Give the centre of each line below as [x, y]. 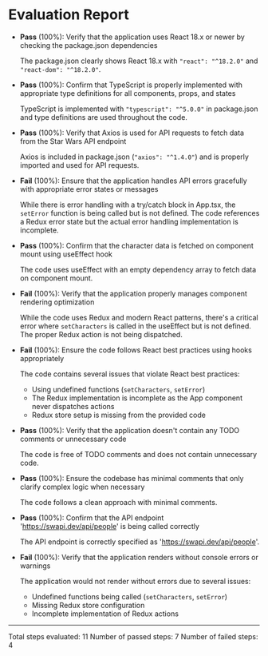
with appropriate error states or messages [89, 189]
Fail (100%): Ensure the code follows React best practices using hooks [136, 350]
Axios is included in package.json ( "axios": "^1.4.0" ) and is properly [134, 157]
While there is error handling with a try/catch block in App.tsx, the [128, 205]
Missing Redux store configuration [88, 605]
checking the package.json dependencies [89, 45]
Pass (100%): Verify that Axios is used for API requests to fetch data [132, 133]
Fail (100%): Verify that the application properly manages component [133, 293]
